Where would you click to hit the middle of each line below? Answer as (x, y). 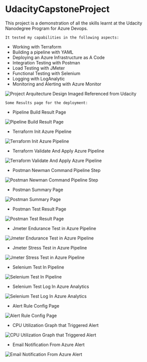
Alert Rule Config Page (36, 305)
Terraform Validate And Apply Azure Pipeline (58, 150)
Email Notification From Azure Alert (48, 344)
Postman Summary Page (38, 189)
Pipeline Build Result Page (39, 112)
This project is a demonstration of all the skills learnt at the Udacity (74, 23)
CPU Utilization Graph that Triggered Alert (55, 325)
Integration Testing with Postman (46, 62)
